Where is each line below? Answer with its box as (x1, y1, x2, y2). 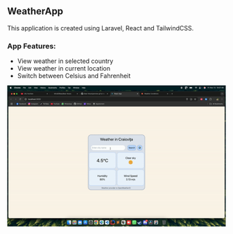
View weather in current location (17, 64, 111, 73)
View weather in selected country (17, 57, 114, 65)
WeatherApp (7, 6, 64, 17)
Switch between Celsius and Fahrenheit (17, 72, 131, 80)
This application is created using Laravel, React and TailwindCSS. (7, 24, 194, 32)
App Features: (7, 41, 57, 51)
